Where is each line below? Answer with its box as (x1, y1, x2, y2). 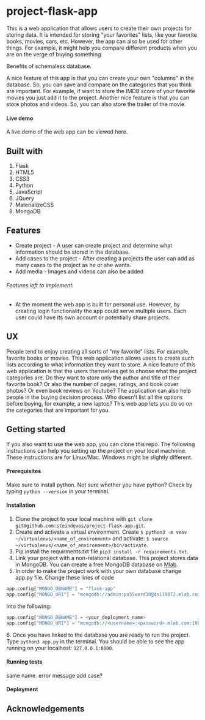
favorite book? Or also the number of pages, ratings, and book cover (6, 380, 179, 387)
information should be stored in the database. (15, 248, 130, 256)
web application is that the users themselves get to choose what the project (6, 367, 197, 374)
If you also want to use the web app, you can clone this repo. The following (6, 440, 195, 448)
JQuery (15, 194, 35, 202)
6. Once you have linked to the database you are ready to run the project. (6, 631, 190, 639)
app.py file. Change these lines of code (15, 574, 115, 581)
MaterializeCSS (15, 201, 54, 208)
